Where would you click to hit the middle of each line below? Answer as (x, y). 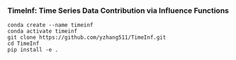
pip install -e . (33, 50)
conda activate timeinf (43, 31)
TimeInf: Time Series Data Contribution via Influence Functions (118, 11)
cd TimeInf (23, 44)
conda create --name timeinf (50, 25)
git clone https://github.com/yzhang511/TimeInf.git (87, 37)
